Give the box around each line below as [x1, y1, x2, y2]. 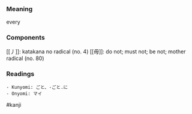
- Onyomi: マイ [6, 91, 43, 97]
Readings [6, 70, 35, 78]
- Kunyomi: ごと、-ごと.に [6, 84, 68, 90]
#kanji [6, 101, 22, 108]
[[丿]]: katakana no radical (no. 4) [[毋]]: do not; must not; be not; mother [6, 47, 186, 55]
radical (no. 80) [6, 55, 44, 62]
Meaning [6, 5, 33, 13]
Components [6, 34, 45, 42]
